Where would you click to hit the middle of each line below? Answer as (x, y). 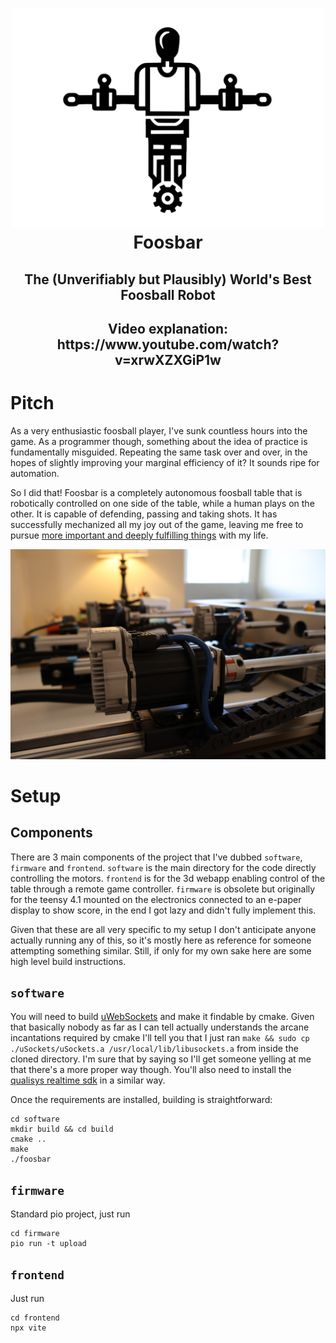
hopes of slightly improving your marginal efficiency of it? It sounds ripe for (165, 462)
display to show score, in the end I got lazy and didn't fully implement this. (163, 910)
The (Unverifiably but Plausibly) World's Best (168, 279)
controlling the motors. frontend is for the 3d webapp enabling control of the (168, 878)
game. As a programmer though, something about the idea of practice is (159, 441)
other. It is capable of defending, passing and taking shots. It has (144, 514)
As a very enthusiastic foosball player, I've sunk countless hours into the (159, 430)
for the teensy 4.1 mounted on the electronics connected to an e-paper (156, 899)
